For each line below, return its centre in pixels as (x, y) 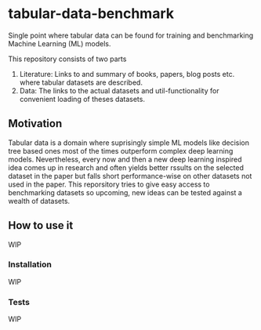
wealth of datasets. (39, 201)
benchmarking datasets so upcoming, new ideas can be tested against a (125, 192)
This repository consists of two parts (67, 59)
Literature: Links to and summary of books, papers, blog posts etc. (127, 74)
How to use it (41, 225)
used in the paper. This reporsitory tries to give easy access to (109, 184)
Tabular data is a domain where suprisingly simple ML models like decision (129, 143)
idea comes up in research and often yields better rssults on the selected (126, 167)
